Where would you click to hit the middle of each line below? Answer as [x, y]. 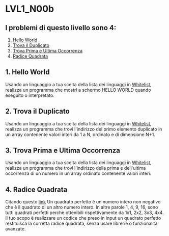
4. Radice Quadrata [36, 189]
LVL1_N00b [30, 9]
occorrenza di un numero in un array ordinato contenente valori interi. [78, 173]
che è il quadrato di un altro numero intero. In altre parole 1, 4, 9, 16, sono [82, 207]
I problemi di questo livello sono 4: [61, 28]
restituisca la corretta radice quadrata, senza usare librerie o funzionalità [81, 224]
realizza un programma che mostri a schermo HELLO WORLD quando [78, 90]
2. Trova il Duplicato [37, 111]
